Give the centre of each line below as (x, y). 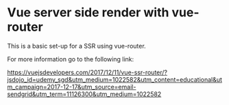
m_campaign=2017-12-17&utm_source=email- (72, 87)
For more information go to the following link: (71, 59)
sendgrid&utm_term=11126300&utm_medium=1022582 (84, 94)
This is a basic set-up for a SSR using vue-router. (76, 46)
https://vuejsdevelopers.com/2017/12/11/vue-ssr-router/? (87, 72)
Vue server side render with (88, 13)
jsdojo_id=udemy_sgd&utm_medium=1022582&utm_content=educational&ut (115, 79)
